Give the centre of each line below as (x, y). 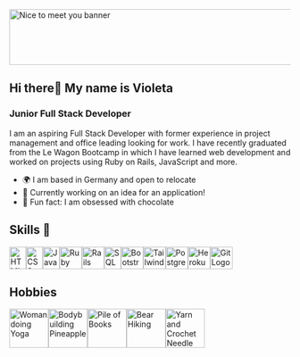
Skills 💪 (30, 230)
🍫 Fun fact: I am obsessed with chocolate (98, 202)
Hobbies (33, 292)
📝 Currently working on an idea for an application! (113, 192)
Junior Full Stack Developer (70, 113)
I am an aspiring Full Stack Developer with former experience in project (140, 133)
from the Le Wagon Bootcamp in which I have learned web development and (150, 152)
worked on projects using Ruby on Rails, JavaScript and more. (124, 162)
